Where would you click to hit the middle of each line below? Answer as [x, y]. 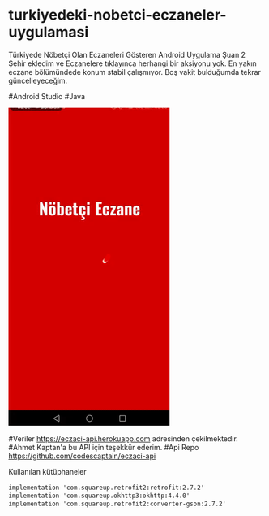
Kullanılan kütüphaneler [47, 471]
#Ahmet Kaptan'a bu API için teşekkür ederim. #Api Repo [104, 447]
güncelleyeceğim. [38, 80]
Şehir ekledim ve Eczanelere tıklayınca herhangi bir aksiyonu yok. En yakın [132, 63]
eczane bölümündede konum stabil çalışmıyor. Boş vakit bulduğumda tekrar [135, 72]
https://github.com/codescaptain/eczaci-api [82, 456]
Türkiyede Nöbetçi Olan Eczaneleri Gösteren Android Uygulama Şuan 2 [127, 54]
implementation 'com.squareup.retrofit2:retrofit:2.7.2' [107, 488]
